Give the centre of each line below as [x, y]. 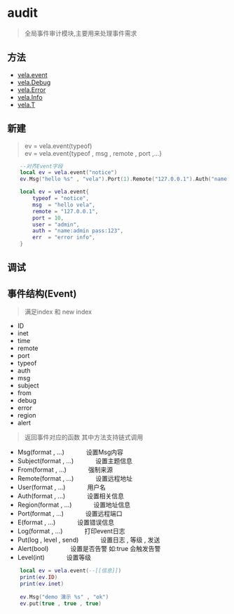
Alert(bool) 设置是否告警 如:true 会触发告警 [89, 549]
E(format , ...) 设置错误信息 [66, 522]
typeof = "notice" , [61, 199]
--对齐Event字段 [41, 166]
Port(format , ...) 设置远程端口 [70, 514]
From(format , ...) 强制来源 [65, 470]
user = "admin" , [56, 225]
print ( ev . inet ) [42, 584]
